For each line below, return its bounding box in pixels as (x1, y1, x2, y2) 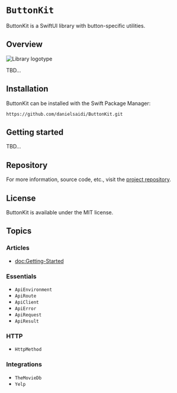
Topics (6, 226, 32, 236)
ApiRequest (14, 312, 42, 318)
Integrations (6, 360, 43, 369)
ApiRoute (14, 293, 37, 299)
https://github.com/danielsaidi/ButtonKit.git (6, 111, 123, 117)
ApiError (14, 305, 37, 312)
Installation (6, 84, 49, 94)
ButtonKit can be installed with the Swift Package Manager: (6, 100, 151, 107)
